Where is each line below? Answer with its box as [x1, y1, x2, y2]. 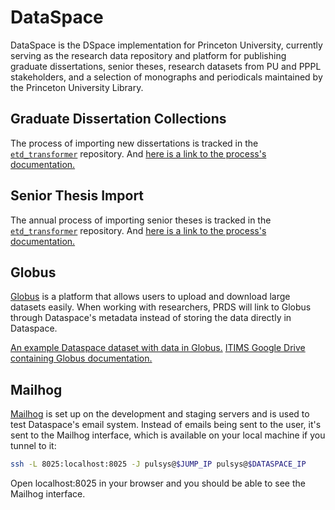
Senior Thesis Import [10, 187, 145, 205]
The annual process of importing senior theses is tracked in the [10, 214, 272, 226]
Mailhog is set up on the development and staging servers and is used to [10, 408, 310, 420]
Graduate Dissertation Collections [10, 111, 227, 128]
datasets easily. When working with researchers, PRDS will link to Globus [10, 301, 312, 313]
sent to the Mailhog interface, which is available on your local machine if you [10, 429, 326, 441]
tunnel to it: [10, 440, 57, 452]
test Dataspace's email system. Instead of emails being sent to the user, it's [10, 419, 322, 431]
